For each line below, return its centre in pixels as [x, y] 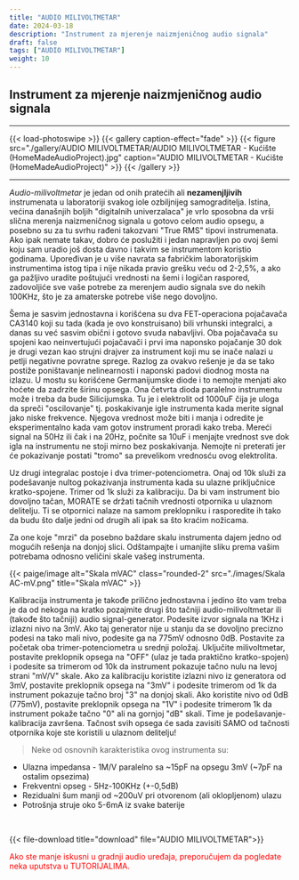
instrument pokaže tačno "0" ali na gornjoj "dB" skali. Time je [121, 714]
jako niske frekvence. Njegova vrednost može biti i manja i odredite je [137, 417]
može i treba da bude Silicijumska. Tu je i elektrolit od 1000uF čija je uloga [144, 399]
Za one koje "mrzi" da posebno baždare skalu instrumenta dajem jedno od [145, 537]
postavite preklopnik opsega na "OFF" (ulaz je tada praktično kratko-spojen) [149, 657]
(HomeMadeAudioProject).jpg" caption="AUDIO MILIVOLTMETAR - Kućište [146, 157]
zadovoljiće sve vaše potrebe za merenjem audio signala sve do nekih [137, 287]
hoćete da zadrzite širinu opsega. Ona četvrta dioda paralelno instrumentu [146, 389]
